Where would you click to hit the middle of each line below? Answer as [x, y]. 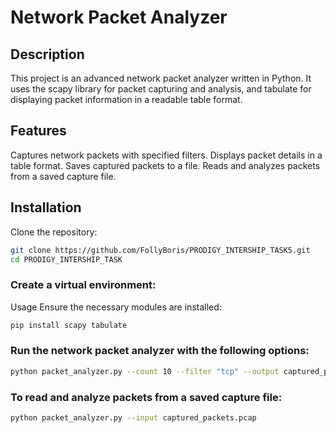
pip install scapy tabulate [69, 325]
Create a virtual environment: [83, 285]
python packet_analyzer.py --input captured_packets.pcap [133, 418]
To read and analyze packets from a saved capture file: [146, 397]
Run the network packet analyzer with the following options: [160, 351]
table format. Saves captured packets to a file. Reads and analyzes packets [165, 165]
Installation [46, 207]
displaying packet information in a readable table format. [126, 99]
